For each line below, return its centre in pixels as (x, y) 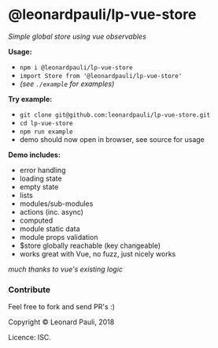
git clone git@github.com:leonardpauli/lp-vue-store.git (115, 115)
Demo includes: (35, 155)
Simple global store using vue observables (78, 36)
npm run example (46, 132)
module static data (50, 228)
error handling (42, 170)
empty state (39, 186)
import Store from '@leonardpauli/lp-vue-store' (101, 76)
